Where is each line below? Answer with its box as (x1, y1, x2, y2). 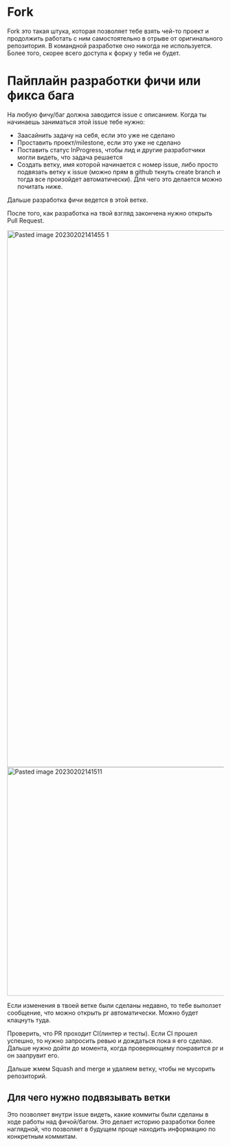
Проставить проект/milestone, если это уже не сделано (16, 138, 181, 147)
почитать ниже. (16, 182, 63, 190)
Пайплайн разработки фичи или (7, 73, 201, 89)
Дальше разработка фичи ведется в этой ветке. (7, 196, 148, 204)
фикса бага (7, 87, 75, 103)
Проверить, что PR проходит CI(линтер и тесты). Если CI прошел (7, 1029, 198, 1037)
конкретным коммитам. (7, 1132, 78, 1140)
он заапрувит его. (7, 1051, 60, 1060)
